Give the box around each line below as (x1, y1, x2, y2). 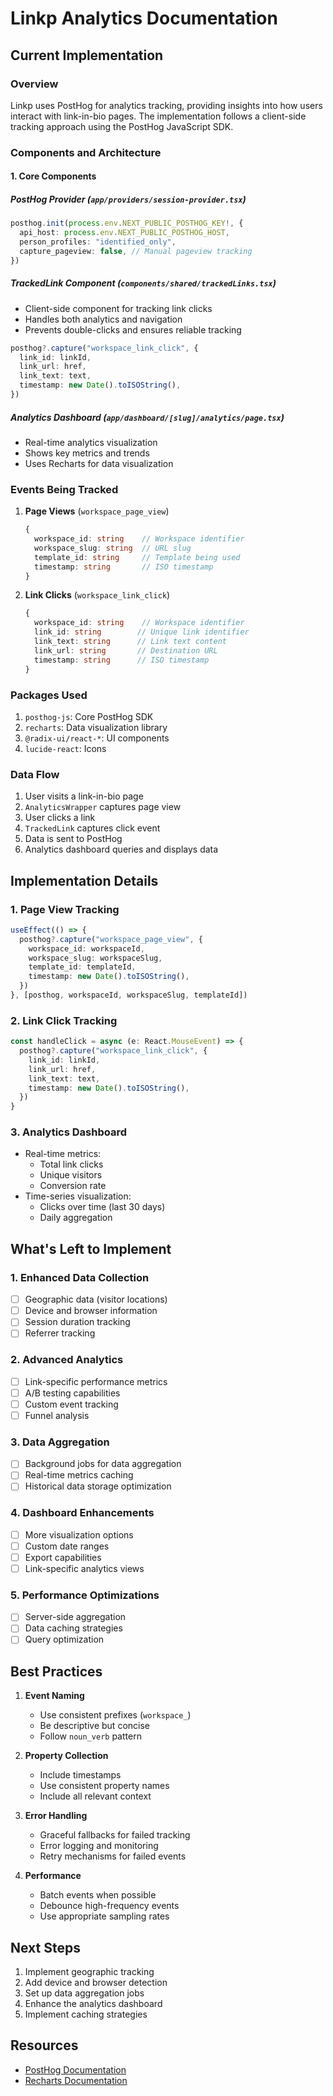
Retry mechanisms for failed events (39, 1850, 187, 1862)
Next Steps (10, 1939, 81, 1956)
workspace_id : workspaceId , (28, 943, 145, 954)
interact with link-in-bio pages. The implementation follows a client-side (10, 110, 307, 122)
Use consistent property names (39, 1780, 170, 1792)
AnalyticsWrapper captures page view (24, 801, 182, 813)
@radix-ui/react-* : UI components (24, 732, 170, 744)
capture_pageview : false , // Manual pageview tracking (19, 246, 253, 256)
